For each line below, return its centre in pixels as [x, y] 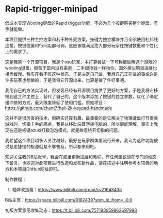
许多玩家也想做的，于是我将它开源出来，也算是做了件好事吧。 [67, 80]
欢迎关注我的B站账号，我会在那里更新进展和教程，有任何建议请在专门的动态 [81, 157]
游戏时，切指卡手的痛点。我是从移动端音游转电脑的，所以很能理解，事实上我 [81, 124]
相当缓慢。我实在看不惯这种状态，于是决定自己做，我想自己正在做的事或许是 [81, 74]
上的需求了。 [18, 51]
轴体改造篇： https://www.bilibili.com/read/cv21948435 [67, 189]
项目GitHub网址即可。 [40, 169]
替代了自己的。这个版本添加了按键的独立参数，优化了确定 [100, 96]
